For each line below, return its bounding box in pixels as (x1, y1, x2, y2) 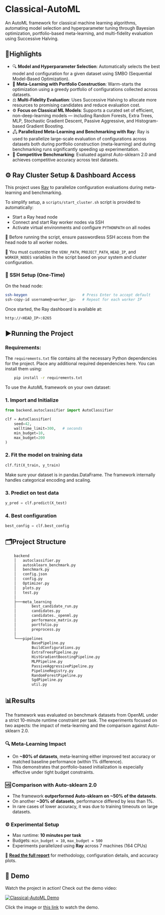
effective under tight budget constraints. (12, 769, 95, 775)
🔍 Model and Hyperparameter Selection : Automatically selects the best (12, 63, 160, 69)
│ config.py (14, 576, 43, 582)
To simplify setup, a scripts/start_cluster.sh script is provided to (5, 199, 141, 205)
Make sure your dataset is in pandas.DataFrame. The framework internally (5, 471, 156, 478)
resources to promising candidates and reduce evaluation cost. (12, 102, 141, 108)
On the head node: (5, 283, 43, 289)
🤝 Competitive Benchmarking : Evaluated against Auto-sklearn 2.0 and (12, 151, 157, 157)
